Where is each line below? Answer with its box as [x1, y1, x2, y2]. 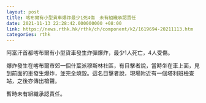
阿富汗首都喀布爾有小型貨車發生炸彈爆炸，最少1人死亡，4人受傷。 [6, 49, 174, 57]
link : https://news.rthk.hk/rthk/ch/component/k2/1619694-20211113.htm [6, 26, 193, 32]
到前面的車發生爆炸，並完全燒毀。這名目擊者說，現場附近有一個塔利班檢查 [6, 69, 194, 77]
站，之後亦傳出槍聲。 [6, 77, 60, 85]
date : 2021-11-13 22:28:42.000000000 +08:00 [6, 20, 122, 26]
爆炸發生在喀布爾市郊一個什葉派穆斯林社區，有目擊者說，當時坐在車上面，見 [6, 62, 200, 69]
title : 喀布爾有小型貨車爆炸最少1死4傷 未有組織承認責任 [6, 15, 136, 21]
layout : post [6, 9, 40, 15]
